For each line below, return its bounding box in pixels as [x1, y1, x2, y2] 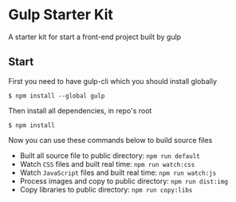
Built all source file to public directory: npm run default [19, 150, 201, 160]
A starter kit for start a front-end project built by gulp [8, 32, 182, 42]
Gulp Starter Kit [8, 6, 114, 24]
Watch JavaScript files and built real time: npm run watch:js [19, 168, 217, 177]
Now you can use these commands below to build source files [8, 135, 213, 145]
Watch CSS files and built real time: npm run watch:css [19, 159, 195, 168]
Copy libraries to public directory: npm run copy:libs [19, 184, 193, 194]
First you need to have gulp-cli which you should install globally [8, 76, 218, 85]
